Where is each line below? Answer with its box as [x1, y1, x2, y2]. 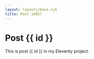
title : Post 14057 [5, 12, 42, 16]
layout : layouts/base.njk [5, 7, 57, 12]
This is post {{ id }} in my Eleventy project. [5, 48, 90, 54]
